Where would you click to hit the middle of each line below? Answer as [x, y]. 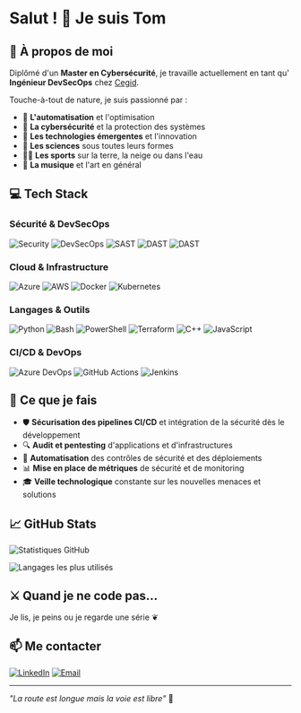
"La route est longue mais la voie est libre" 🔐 [91, 698]
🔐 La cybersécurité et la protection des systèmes [114, 126]
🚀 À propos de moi [61, 52]
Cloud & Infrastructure [59, 266]
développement [51, 435]
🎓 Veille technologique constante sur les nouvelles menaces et [142, 482]
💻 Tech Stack [49, 194]
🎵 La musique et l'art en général [82, 165]
